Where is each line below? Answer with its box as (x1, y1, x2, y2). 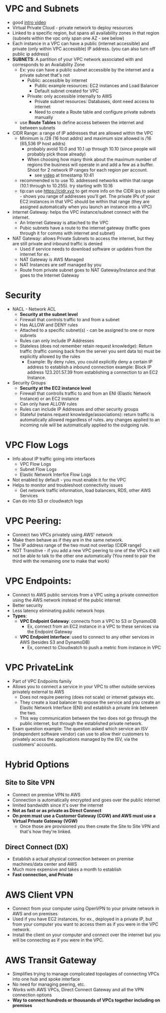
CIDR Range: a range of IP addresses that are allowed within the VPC (12, 130, 154, 136)
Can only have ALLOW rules (19, 401, 77, 407)
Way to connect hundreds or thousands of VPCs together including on (12, 997, 160, 1003)
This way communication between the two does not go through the (19, 715, 157, 721)
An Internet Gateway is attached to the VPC (19, 219, 109, 226)
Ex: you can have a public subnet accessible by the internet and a (19, 66, 154, 72)
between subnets (19, 124, 55, 130)
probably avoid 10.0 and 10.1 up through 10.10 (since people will (27, 146, 156, 152)
